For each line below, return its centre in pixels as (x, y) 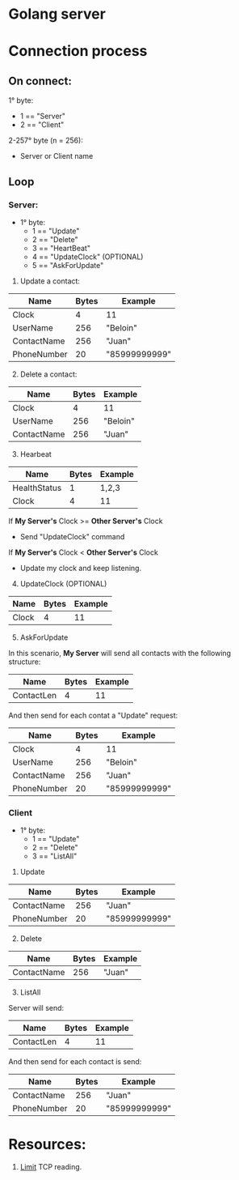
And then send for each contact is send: (75, 1062)
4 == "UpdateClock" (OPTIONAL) (88, 257)
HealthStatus (37, 488)
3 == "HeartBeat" (61, 248)
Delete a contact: (48, 374)
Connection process (78, 51)
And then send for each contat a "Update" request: (93, 715)
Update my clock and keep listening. (81, 568)
